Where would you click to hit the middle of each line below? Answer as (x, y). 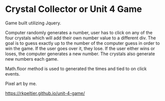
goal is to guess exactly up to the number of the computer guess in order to (82, 43)
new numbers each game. (32, 59)
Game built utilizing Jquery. (33, 23)
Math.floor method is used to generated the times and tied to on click (76, 69)
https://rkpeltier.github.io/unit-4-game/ (45, 93)
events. (13, 74)
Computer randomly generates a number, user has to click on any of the (79, 32)
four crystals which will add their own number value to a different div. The (81, 38)
